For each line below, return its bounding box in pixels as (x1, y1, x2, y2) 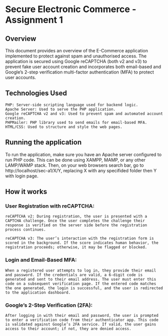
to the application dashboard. (5, 290, 71, 295)
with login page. (5, 173, 39, 179)
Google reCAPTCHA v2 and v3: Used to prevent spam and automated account (5, 111, 163, 116)
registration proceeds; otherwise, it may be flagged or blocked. (5, 245, 147, 250)
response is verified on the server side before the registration (5, 223, 147, 228)
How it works (5, 187, 47, 196)
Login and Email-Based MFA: (5, 256, 77, 263)
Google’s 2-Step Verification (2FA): (5, 301, 93, 308)
